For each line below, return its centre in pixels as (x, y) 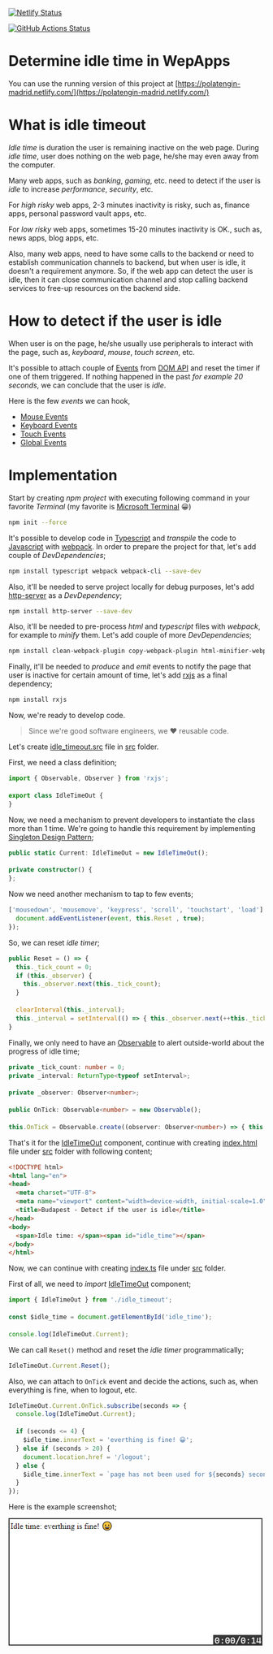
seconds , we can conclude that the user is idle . (87, 385)
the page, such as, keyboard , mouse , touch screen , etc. (102, 352)
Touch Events (43, 434)
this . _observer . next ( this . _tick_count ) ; (92, 984)
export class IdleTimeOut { (56, 795)
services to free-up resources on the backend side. (95, 288)
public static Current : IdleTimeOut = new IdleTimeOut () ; (108, 853)
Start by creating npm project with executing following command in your (129, 498)
